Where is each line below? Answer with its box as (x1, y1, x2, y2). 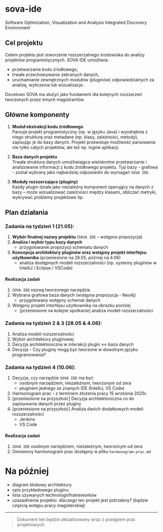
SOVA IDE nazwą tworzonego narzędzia (12, 287, 90, 293)
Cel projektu (5, 39, 43, 47)
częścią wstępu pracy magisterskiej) (12, 503, 85, 509)
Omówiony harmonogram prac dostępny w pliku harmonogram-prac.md (12, 449, 151, 455)
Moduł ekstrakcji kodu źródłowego (12, 123, 83, 130)
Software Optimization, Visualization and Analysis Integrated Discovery (5, 19, 147, 25)
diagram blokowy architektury (12, 482, 72, 488)
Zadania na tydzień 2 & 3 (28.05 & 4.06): (5, 320, 102, 327)
